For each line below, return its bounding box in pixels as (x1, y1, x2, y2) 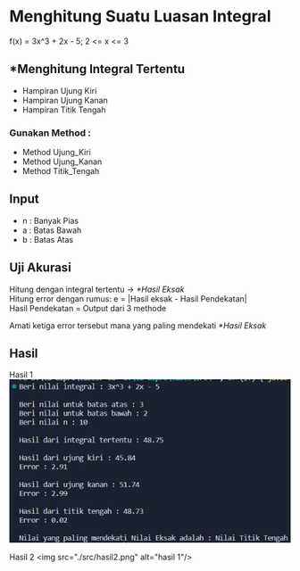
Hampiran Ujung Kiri (21, 85, 97, 95)
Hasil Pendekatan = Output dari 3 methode (9, 302, 167, 313)
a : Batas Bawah (21, 225, 82, 236)
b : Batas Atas (21, 234, 74, 244)
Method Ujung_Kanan (21, 156, 103, 167)
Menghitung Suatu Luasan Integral (9, 6, 271, 27)
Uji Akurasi (9, 261, 71, 276)
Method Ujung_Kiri (21, 147, 91, 158)
